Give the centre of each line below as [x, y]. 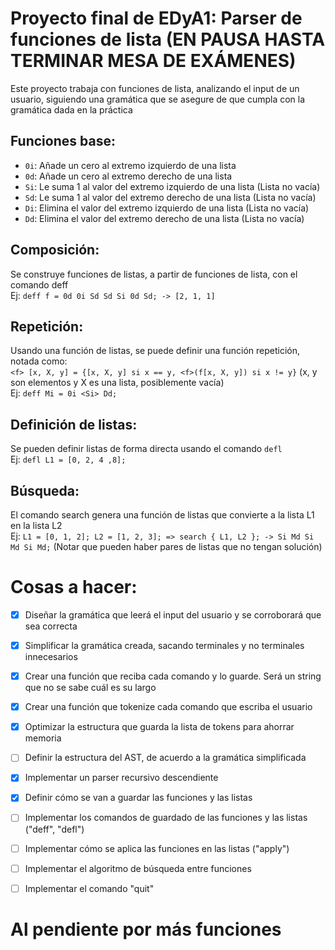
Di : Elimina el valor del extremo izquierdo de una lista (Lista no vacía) [167, 208]
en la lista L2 [36, 525]
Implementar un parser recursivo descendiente [121, 778]
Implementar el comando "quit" [89, 888]
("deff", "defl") [54, 829]
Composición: [55, 250]
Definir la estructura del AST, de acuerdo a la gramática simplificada [165, 758]
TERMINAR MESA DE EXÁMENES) [153, 61]
